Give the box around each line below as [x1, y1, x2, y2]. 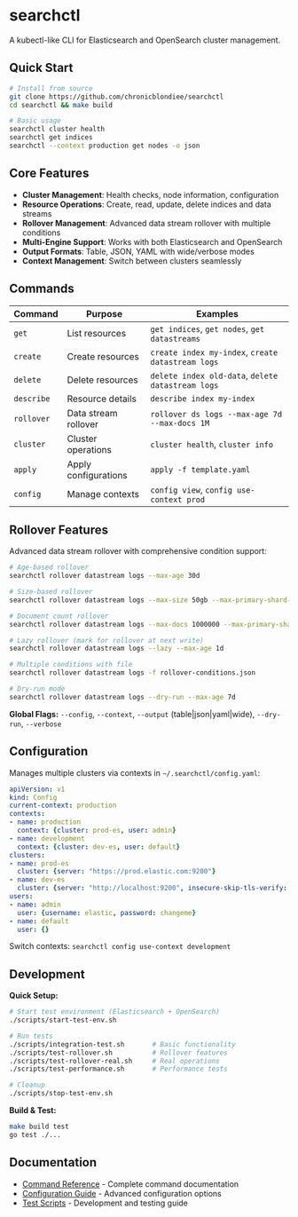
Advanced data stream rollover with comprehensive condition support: [9, 546, 268, 557]
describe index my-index [150, 393, 255, 404]
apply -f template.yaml [150, 464, 251, 475]
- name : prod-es [9, 858, 69, 868]
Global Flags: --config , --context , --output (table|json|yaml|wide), [9, 708, 255, 719]
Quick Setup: [9, 991, 59, 1001]
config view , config [150, 483, 233, 495]
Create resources [67, 350, 140, 362]
